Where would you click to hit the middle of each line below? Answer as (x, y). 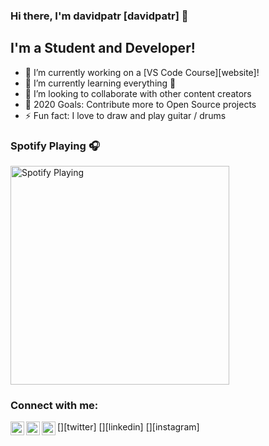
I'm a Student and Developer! (103, 48)
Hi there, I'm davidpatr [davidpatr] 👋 (99, 16)
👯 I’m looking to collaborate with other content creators (138, 93)
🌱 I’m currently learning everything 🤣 (100, 83)
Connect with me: (54, 405)
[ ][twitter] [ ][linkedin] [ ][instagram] (128, 427)
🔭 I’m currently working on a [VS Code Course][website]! (142, 72)
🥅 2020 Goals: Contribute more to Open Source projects (140, 104)
